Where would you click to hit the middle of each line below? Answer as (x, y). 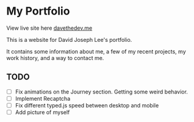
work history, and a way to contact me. (55, 58)
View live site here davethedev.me (49, 28)
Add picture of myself (42, 112)
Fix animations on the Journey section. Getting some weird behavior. (101, 92)
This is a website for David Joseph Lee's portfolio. (69, 39)
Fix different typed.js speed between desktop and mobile (87, 105)
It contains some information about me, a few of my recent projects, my (96, 51)
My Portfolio (38, 11)
